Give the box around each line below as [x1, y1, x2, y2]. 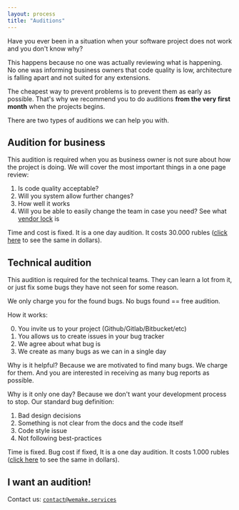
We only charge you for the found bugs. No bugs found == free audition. [7, 297, 221, 306]
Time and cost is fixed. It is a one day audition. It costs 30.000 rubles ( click [7, 229, 228, 237]
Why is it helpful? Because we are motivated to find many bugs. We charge [7, 361, 228, 370]
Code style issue [17, 427, 68, 435]
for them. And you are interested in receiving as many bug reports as [7, 368, 210, 378]
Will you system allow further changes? [17, 192, 134, 200]
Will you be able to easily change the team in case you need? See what [17, 207, 227, 216]
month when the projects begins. [7, 102, 106, 110]
